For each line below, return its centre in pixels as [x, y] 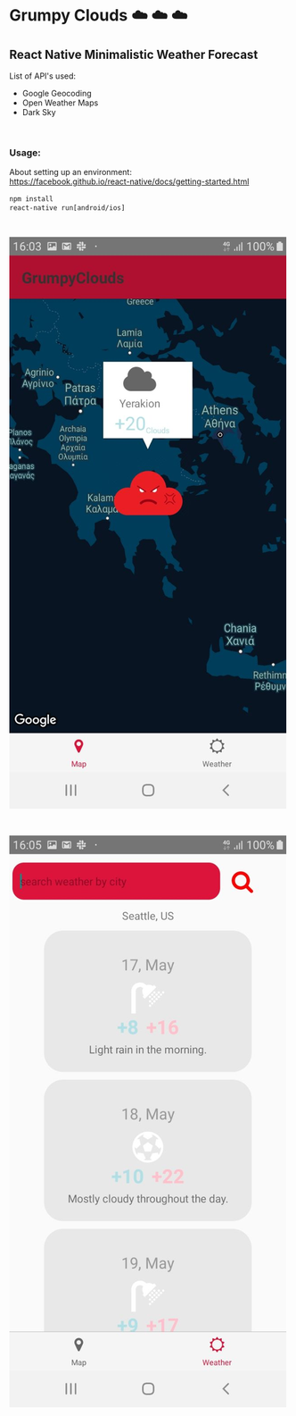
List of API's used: [43, 76]
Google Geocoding [57, 93]
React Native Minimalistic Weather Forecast [134, 54]
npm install [31, 199]
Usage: [25, 153]
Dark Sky [39, 112]
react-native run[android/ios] [67, 208]
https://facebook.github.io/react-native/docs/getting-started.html [129, 181]
